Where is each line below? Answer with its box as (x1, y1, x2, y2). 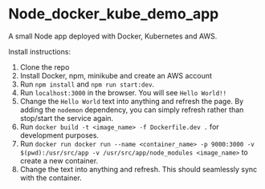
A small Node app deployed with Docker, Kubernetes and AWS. (8, 31, 218, 41)
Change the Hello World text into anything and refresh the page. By (19, 96, 244, 106)
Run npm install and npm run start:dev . (19, 79, 155, 89)
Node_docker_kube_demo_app (8, 5, 219, 23)
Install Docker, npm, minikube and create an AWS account (19, 70, 213, 80)
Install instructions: (8, 46, 71, 56)
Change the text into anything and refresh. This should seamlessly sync (19, 164, 258, 174)
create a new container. (19, 155, 99, 165)
